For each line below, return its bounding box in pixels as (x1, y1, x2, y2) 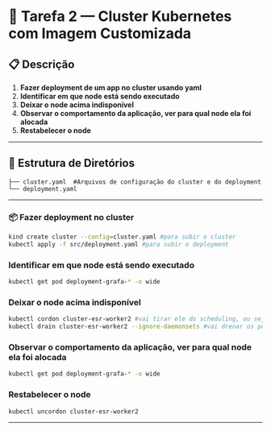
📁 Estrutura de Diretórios (8, 156, 135, 170)
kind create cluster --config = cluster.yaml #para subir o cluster (8, 233, 236, 241)
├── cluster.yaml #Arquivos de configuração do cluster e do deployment (8, 177, 262, 186)
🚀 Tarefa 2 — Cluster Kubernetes (8, 7, 232, 26)
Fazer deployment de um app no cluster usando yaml (19, 83, 202, 92)
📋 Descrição (8, 57, 75, 71)
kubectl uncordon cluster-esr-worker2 (8, 407, 139, 416)
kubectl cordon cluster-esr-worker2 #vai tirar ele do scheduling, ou (8, 315, 251, 323)
